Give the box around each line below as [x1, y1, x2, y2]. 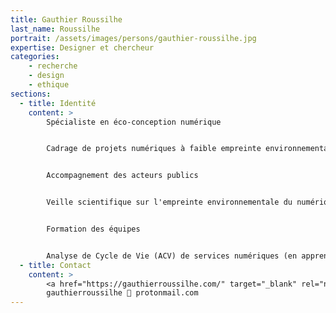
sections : [10, 89, 52, 99]
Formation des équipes [46, 224, 141, 234]
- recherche [28, 61, 78, 71]
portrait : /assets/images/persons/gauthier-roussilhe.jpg [10, 33, 257, 43]
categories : [10, 52, 60, 62]
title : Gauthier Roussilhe [10, 14, 123, 25]
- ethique [28, 80, 70, 90]
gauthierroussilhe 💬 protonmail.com [46, 288, 199, 298]
